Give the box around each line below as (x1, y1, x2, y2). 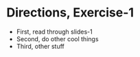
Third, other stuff (16, 42, 65, 50)
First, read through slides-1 (16, 27, 93, 36)
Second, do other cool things (16, 34, 99, 43)
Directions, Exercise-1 (6, 5, 135, 21)
